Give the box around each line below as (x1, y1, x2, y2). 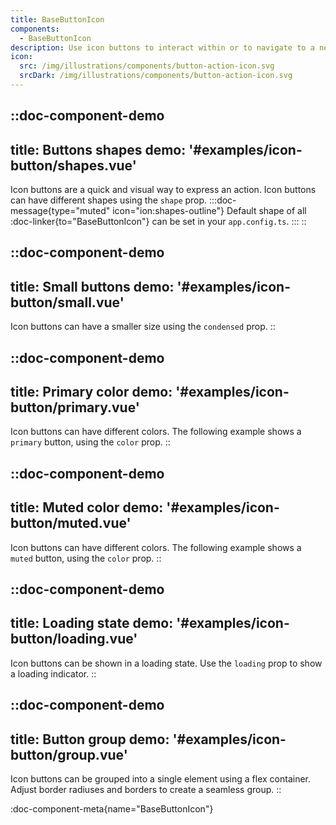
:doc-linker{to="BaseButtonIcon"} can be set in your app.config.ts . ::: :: (10, 216, 307, 228)
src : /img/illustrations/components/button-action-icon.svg (19, 61, 275, 71)
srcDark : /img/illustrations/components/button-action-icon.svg (19, 71, 293, 81)
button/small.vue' (10, 294, 125, 311)
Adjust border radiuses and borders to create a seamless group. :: (10, 784, 282, 796)
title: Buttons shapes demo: (10, 141, 187, 158)
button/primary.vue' (10, 399, 140, 416)
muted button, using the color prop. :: (10, 552, 162, 564)
